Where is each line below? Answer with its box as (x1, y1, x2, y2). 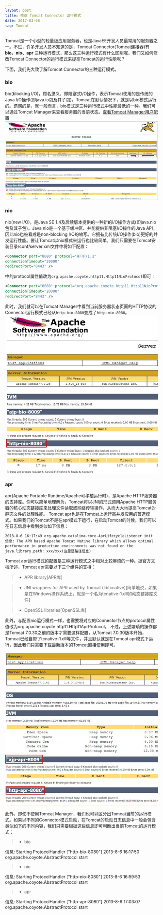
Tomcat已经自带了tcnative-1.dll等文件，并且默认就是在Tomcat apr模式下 (5, 635, 149, 641)
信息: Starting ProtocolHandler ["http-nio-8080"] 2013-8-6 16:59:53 (5, 874, 141, 880)
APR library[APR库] (24, 574, 63, 580)
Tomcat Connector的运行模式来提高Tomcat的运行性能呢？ (9, 56, 125, 62)
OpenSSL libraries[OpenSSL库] (24, 607, 86, 613)
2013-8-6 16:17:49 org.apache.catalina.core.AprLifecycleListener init (5, 533, 153, 538)
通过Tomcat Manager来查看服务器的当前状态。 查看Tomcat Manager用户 (9, 109, 154, 114)
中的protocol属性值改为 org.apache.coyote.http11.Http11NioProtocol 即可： (5, 273, 156, 280)
